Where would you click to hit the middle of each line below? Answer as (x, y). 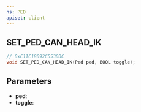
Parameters (29, 81)
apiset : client (26, 18)
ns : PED (16, 12)
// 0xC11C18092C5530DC (35, 57)
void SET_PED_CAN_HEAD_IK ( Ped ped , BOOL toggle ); (71, 62)
